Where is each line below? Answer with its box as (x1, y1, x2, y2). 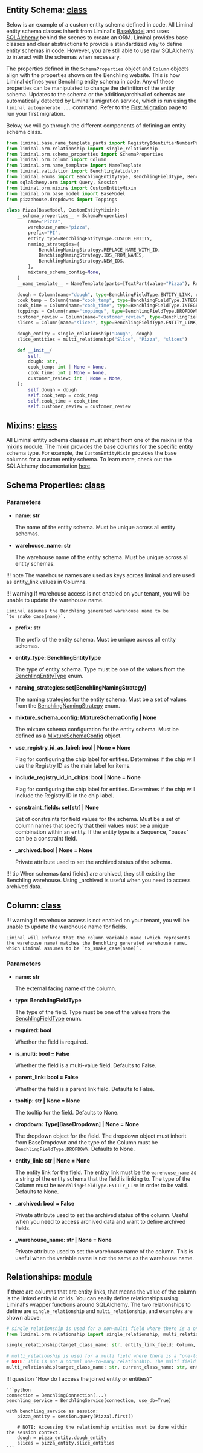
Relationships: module (6, 1272, 92, 1282)
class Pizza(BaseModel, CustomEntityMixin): (6, 207, 120, 213)
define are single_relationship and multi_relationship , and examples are (6, 1307, 193, 1315)
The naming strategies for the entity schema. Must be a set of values (14, 696, 187, 703)
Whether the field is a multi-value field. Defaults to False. (14, 1061, 157, 1069)
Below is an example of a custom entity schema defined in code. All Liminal (6, 21, 194, 28)
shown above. (6, 1314, 41, 1321)
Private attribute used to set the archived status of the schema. (14, 858, 172, 865)
